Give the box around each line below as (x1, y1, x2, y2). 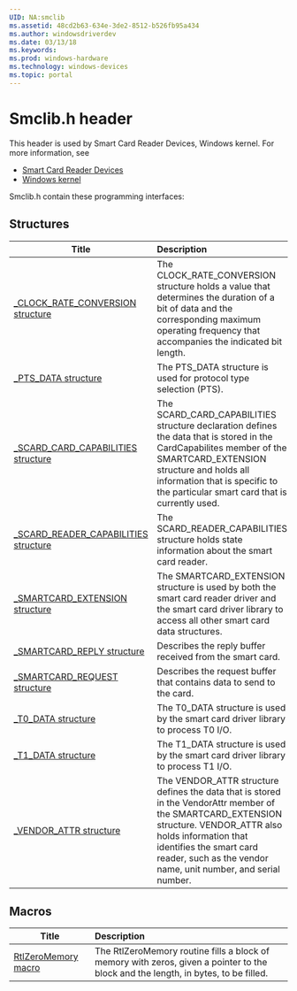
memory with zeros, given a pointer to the (94, 956, 268, 969)
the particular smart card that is (156, 486, 287, 498)
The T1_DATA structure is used (156, 738, 286, 750)
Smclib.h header (9, 108, 133, 128)
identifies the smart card (156, 841, 259, 853)
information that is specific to (156, 474, 278, 487)
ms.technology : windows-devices (9, 63, 128, 72)
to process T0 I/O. (156, 723, 232, 735)
